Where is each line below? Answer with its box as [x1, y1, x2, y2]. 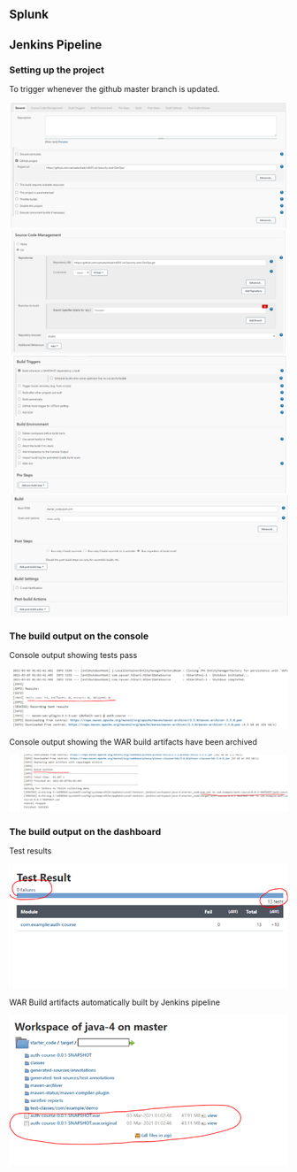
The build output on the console [9, 630, 148, 642]
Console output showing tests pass [9, 649, 138, 660]
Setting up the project [9, 64, 104, 76]
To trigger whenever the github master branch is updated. [9, 84, 220, 95]
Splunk [9, 7, 49, 22]
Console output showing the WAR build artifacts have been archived [9, 736, 258, 747]
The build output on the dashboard [9, 826, 162, 838]
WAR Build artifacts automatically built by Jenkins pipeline [9, 997, 221, 1007]
